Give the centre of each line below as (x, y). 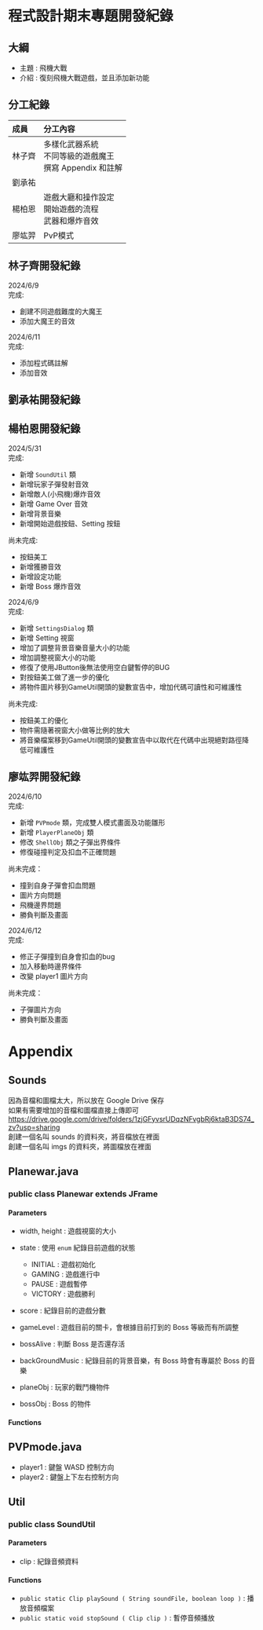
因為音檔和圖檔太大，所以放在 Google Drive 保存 (86, 1100)
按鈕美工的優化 (44, 720)
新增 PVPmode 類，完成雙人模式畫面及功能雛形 (92, 822)
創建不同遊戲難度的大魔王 (61, 311)
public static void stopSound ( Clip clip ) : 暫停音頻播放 (117, 1618)
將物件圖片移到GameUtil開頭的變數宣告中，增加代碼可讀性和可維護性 (131, 687)
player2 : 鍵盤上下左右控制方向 (69, 1477)
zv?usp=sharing (34, 1127)
